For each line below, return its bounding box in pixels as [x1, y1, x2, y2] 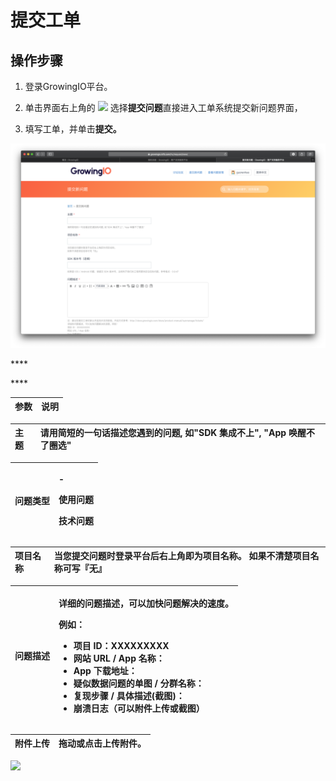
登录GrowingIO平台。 [24, 81, 113, 92]
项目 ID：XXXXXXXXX [73, 640, 170, 652]
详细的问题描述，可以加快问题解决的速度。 [58, 597, 234, 610]
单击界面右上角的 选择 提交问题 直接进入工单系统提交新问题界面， [24, 102, 303, 113]
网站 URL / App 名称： [73, 652, 165, 665]
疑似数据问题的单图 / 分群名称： [73, 677, 205, 690]
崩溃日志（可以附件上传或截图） [73, 702, 205, 715]
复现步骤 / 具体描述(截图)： [73, 690, 185, 702]
